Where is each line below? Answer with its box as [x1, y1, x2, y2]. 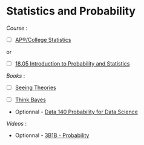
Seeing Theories [15, 84, 56, 92]
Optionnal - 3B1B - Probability [15, 132, 90, 139]
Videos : [6, 120, 27, 127]
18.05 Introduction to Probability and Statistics [15, 60, 130, 67]
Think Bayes [15, 96, 47, 104]
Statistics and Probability [6, 4, 136, 18]
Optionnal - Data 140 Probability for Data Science [15, 108, 138, 116]
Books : [6, 72, 25, 79]
